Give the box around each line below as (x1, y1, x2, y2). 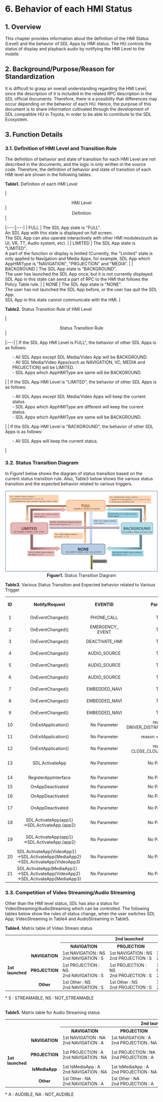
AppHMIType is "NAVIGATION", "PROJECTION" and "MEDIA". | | (5, 260, 133, 266)
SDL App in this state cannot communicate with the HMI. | (5, 297, 121, 303)
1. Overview (5, 23, 41, 31)
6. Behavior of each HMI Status (5, 3, 132, 15)
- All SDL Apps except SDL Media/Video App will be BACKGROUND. (12, 354, 148, 360)
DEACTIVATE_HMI (86, 638, 123, 644)
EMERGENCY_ (89, 624, 119, 630)
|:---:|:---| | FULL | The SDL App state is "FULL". (5, 225, 101, 230)
